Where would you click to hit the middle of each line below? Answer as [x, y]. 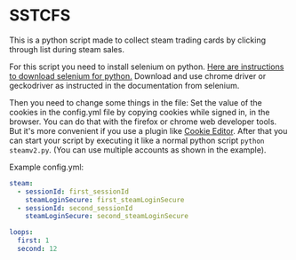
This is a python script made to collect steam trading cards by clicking [138, 40]
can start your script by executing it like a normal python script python [137, 140]
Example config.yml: [47, 167]
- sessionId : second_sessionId [75, 208]
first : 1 [33, 240]
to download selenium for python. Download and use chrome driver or [138, 75]
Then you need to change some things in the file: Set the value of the [136, 102]
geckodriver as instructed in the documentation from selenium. [124, 85]
